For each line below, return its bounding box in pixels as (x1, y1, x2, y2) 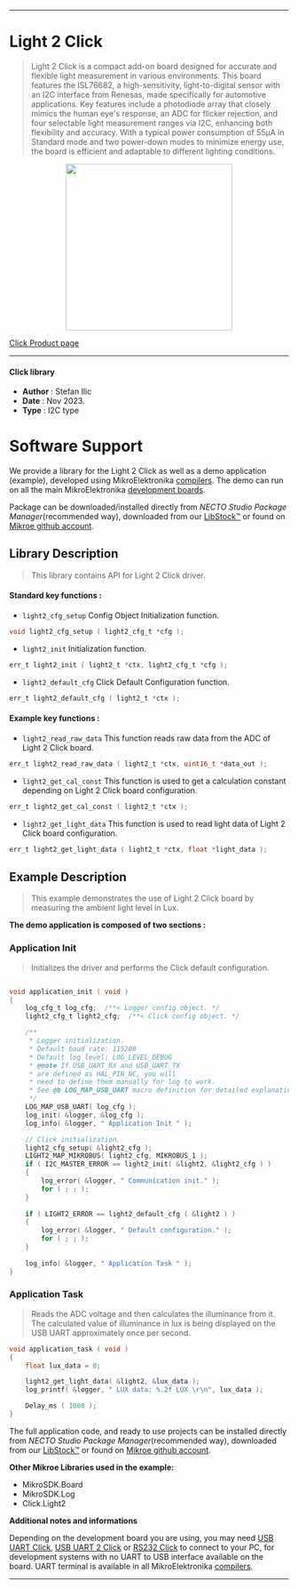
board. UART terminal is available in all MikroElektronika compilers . (9, 1561, 254, 1571)
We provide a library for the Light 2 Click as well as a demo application (9, 466, 267, 477)
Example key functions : (9, 713, 100, 724)
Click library (9, 366, 56, 377)
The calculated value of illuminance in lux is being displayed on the (30, 1318, 277, 1328)
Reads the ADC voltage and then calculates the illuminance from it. (30, 1308, 276, 1319)
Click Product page (9, 337, 80, 348)
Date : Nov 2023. (21, 396, 86, 406)
